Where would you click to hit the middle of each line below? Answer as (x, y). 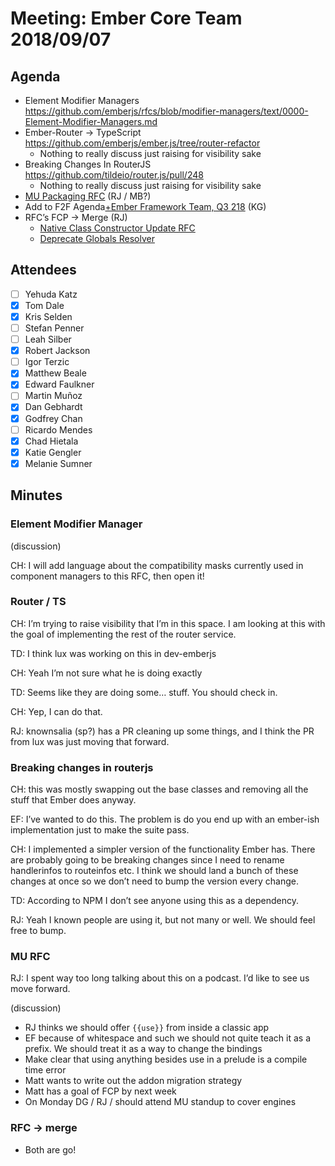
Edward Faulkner (59, 384)
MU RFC (30, 957)
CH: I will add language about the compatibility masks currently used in (157, 565)
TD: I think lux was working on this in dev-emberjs (113, 653)
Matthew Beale (55, 373)
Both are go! (50, 1149)
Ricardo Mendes (58, 429)
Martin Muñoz (53, 396)
